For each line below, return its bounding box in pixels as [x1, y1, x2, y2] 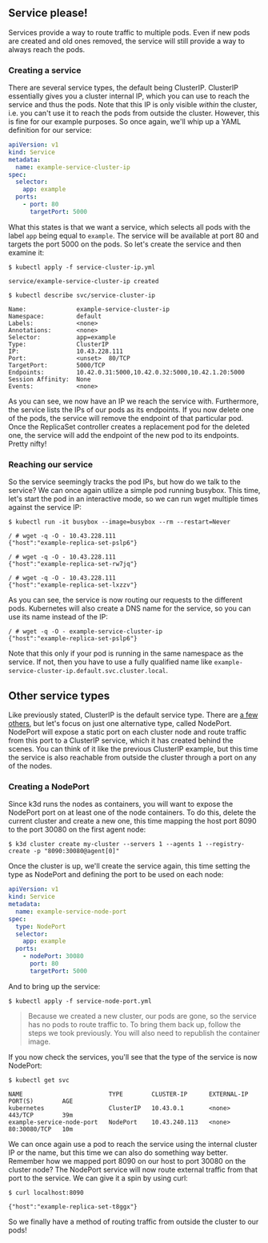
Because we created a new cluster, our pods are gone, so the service [27, 1011, 258, 1020]
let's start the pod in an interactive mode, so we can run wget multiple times [8, 494, 258, 503]
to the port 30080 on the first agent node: [8, 824, 146, 835]
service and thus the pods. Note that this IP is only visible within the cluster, [8, 100, 258, 110]
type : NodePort [15, 922, 66, 931]
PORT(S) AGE [8, 1097, 74, 1105]
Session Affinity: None [8, 375, 91, 383]
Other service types [8, 688, 110, 703]
